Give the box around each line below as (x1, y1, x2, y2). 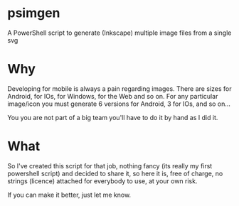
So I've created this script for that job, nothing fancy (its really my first (7, 161, 213, 170)
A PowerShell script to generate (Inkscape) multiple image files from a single (7, 28, 232, 37)
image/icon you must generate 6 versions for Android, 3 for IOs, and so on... (7, 99, 231, 108)
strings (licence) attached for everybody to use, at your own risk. (7, 176, 198, 185)
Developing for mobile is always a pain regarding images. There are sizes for (7, 84, 232, 93)
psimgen (7, 5, 60, 21)
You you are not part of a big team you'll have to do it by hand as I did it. (7, 113, 218, 121)
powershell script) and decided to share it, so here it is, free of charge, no (7, 169, 223, 178)
